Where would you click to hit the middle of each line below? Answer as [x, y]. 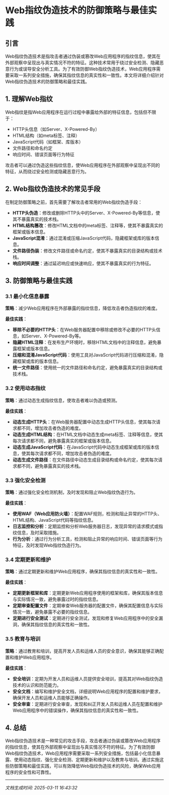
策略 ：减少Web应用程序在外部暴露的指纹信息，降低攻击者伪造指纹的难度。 [82, 308]
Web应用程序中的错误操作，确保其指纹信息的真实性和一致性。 [77, 710]
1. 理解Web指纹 [29, 99]
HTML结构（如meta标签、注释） [46, 135]
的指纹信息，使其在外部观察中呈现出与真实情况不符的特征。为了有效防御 [80, 747]
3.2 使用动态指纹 [26, 388]
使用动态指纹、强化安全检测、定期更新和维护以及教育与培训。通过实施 [87, 760]
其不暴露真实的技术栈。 [37, 219]
